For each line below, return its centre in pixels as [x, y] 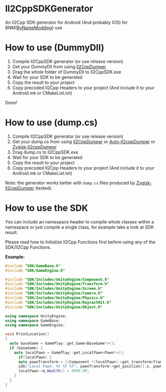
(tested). [44, 188]
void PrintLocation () [27, 334]
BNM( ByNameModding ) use [34, 27]
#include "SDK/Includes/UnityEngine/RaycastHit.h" [58, 302]
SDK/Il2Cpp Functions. [28, 247]
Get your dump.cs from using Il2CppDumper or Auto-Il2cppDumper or [84, 141]
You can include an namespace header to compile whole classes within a [80, 222]
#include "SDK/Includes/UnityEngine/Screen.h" [54, 289]
